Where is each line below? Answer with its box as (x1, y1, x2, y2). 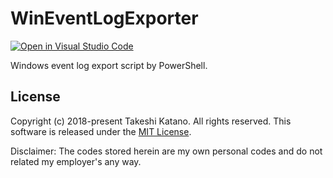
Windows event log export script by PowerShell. (10, 59, 208, 71)
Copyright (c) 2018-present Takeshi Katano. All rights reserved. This (10, 115, 292, 127)
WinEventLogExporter (10, 7, 199, 30)
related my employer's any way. (10, 155, 142, 167)
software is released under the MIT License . (10, 125, 192, 137)
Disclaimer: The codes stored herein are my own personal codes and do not (10, 145, 323, 157)
